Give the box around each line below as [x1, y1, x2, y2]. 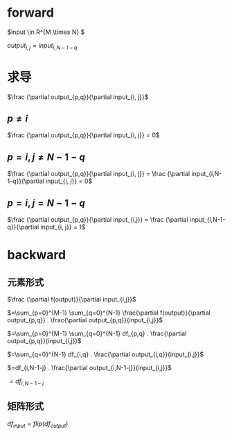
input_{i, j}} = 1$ [40, 223, 86, 232]
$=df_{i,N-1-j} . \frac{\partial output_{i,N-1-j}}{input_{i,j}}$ [7, 364, 172, 372]
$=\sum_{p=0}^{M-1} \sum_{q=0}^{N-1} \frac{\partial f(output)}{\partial [7, 308, 211, 317]
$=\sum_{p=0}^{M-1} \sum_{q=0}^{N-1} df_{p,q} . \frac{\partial [7, 329, 187, 338]
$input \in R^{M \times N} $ [7, 28, 85, 36]
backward [7, 247, 66, 263]
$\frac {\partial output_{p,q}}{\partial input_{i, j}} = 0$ [7, 131, 160, 139]
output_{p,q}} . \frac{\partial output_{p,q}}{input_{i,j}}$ [7, 316, 163, 324]
